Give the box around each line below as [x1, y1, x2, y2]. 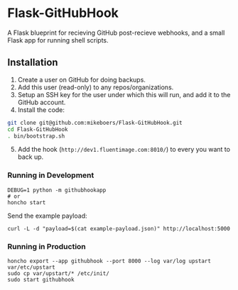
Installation [7, 57, 58, 69]
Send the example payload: [7, 211, 87, 220]
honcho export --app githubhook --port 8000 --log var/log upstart [7, 257, 212, 264]
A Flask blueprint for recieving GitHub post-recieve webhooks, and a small [7, 28, 225, 37]
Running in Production [7, 241, 87, 251]
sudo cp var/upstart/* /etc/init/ [7, 269, 110, 277]
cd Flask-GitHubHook [7, 126, 69, 133]
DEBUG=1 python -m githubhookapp [7, 186, 107, 194]
